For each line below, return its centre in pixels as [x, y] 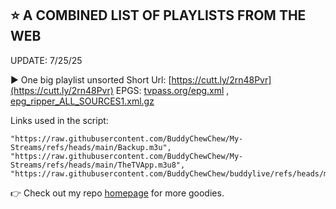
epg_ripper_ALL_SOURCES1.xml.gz [82, 101]
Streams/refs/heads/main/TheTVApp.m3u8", [98, 165]
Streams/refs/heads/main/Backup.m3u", [91, 147]
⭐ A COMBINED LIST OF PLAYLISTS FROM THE [158, 15]
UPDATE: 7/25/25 [46, 60]
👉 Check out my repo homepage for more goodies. [117, 193]
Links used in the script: [59, 120]
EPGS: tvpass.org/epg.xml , [172, 90]
